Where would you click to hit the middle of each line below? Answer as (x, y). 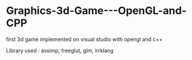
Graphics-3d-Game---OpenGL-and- (96, 11)
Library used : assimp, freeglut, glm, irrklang (60, 50)
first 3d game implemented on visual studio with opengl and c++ (85, 39)
